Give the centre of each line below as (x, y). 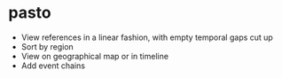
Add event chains (53, 66)
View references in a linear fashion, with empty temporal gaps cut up (147, 37)
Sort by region (47, 46)
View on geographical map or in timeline (95, 56)
